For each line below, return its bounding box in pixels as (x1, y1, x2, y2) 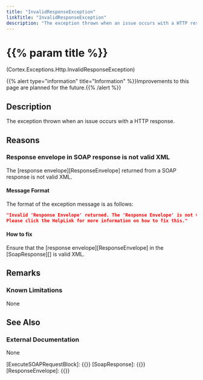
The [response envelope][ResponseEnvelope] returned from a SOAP (6, 166, 177, 174)
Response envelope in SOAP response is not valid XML (6, 153, 170, 162)
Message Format (6, 187, 50, 194)
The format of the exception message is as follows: (6, 200, 134, 208)
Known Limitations (6, 286, 63, 294)
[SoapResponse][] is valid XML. (6, 250, 85, 258)
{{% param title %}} (6, 46, 108, 60)
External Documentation (6, 335, 80, 344)
